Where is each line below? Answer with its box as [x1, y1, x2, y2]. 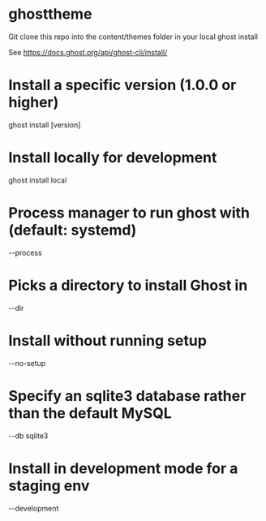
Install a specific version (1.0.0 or [8, 76, 237, 94]
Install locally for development [8, 149, 217, 167]
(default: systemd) [8, 221, 137, 239]
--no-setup [8, 358, 46, 368]
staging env [8, 476, 90, 495]
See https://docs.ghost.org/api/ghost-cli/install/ [8, 47, 168, 57]
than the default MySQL [8, 403, 172, 422]
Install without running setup [8, 331, 207, 350]
